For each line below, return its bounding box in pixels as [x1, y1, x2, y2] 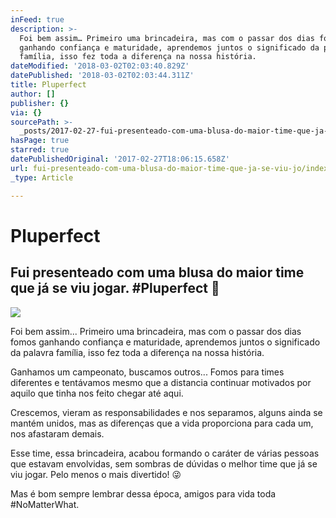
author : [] [10, 89, 56, 99]
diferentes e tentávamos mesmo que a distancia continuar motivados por [10, 376, 312, 388]
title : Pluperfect [10, 80, 87, 90]
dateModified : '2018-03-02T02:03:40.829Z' [10, 61, 190, 71]
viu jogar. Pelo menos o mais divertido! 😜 [10, 468, 182, 480]
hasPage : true [10, 136, 70, 146]
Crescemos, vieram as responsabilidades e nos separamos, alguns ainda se [10, 406, 323, 418]
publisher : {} [10, 98, 70, 108]
